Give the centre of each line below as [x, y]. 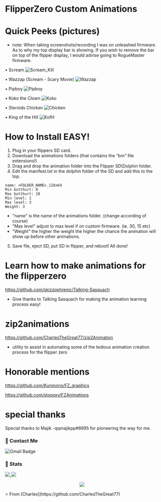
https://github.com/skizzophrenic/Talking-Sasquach [57, 290]
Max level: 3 [18, 203]
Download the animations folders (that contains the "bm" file [73, 156]
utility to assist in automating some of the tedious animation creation [81, 347]
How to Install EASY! [48, 137]
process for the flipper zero [40, 352]
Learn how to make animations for [75, 266]
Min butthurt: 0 [21, 190]
